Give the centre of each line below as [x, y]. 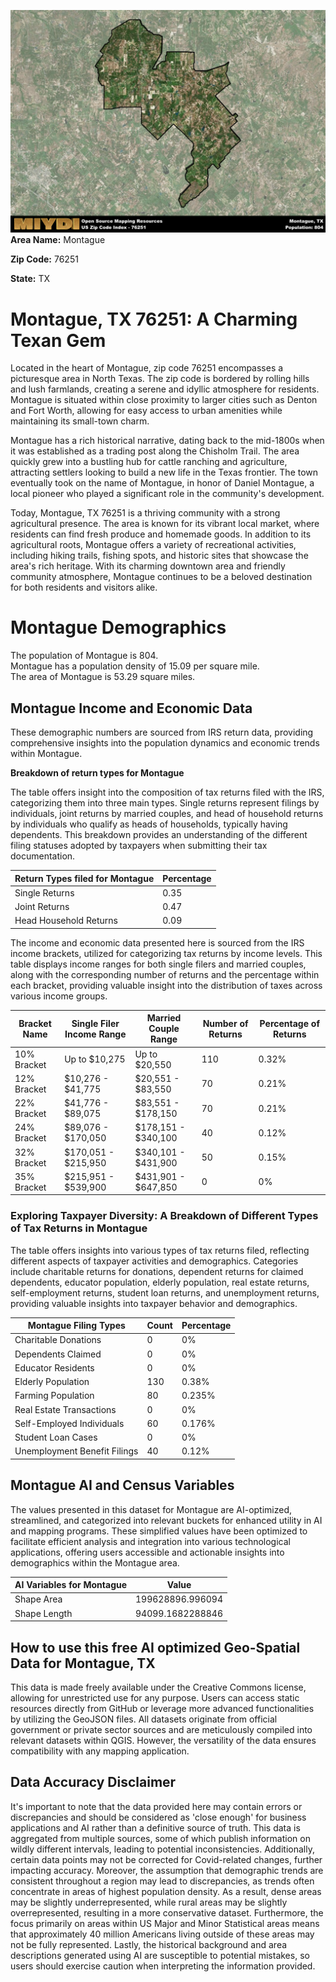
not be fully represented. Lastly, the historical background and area [149, 1944]
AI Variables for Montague [71, 1585]
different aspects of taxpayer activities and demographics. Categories [154, 1261]
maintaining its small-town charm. [80, 421]
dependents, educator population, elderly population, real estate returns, [160, 1282]
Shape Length [43, 1613]
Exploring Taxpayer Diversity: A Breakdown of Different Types [164, 1216]
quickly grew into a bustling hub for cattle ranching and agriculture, [149, 462]
